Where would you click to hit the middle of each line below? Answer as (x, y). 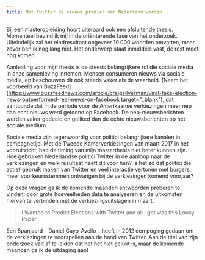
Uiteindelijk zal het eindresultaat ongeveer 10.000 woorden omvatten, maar (101, 42)
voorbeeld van (24, 86)
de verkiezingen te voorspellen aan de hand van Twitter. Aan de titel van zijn (102, 237)
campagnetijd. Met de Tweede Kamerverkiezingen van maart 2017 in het (98, 143)
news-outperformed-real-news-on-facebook (63, 99)
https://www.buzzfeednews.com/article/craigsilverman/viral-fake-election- (103, 93)
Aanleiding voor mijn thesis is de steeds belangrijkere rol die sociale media (100, 67)
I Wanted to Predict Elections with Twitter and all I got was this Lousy (108, 212)
